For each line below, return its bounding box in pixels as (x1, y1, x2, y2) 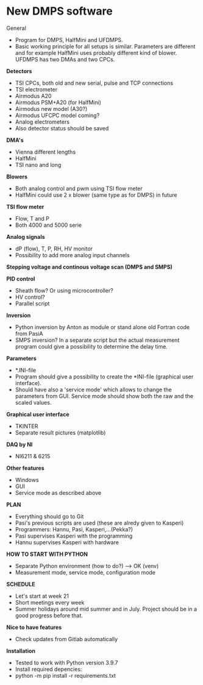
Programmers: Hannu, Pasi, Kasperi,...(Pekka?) (15, 525, 133, 533)
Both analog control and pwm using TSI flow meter (15, 185, 143, 192)
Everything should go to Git (15, 513, 84, 520)
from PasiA (15, 330, 43, 337)
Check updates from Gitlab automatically (15, 635, 118, 642)
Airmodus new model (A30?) (15, 105, 88, 112)
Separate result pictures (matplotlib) (15, 428, 106, 436)
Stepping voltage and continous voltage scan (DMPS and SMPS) (6, 263, 173, 271)
